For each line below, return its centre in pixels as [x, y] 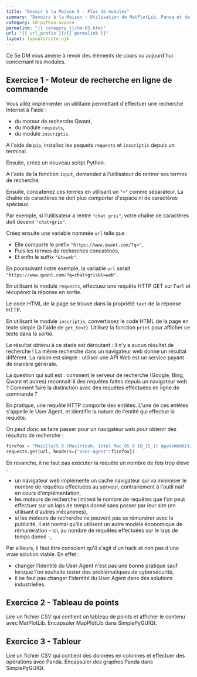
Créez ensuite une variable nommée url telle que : [67, 233]
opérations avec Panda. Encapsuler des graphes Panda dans [80, 662]
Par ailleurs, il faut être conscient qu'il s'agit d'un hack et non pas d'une [93, 548]
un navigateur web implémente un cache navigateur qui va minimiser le [101, 480]
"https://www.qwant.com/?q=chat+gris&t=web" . [62, 274]
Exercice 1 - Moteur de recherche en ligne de [89, 80]
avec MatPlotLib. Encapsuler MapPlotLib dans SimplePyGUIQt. [81, 623]
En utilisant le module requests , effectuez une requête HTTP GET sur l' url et [98, 286]
